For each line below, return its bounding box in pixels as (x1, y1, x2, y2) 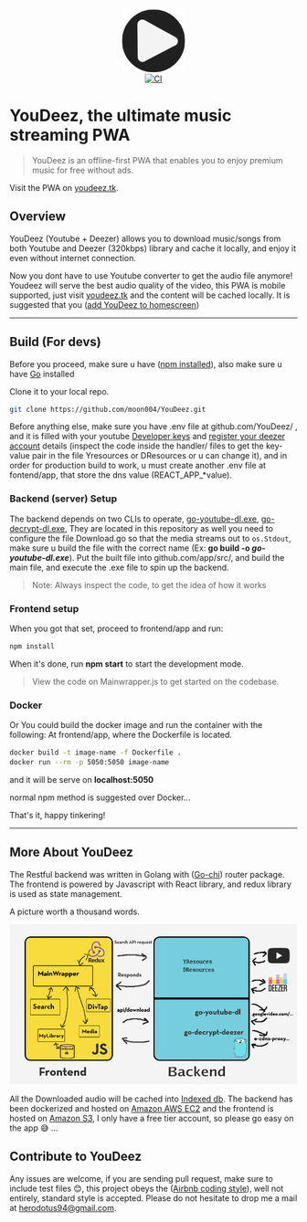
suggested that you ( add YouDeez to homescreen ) (9, 299, 200, 310)
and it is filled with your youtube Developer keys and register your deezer (9, 431, 286, 442)
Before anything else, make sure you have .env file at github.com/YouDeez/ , (9, 421, 298, 432)
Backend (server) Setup (9, 492, 118, 505)
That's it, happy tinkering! (9, 809, 106, 820)
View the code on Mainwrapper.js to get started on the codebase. (31, 676, 280, 687)
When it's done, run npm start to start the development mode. (9, 658, 244, 669)
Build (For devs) (9, 334, 102, 350)
